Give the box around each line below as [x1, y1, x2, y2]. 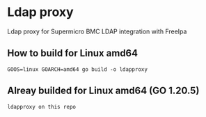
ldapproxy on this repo [7, 103, 77, 110]
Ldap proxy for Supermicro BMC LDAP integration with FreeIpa [7, 27, 187, 36]
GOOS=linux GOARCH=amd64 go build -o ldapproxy [7, 65, 148, 73]
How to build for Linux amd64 [7, 47, 138, 59]
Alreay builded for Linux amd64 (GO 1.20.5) [7, 85, 200, 97]
